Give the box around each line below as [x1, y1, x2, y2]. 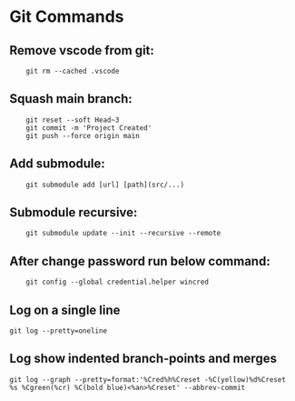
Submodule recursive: [9, 205, 138, 220]
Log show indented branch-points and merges [9, 351, 277, 366]
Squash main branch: [9, 91, 133, 106]
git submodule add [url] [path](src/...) [25, 180, 184, 189]
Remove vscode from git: [9, 43, 154, 58]
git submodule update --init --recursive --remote [25, 229, 221, 238]
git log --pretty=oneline [9, 326, 107, 336]
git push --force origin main [25, 131, 141, 140]
